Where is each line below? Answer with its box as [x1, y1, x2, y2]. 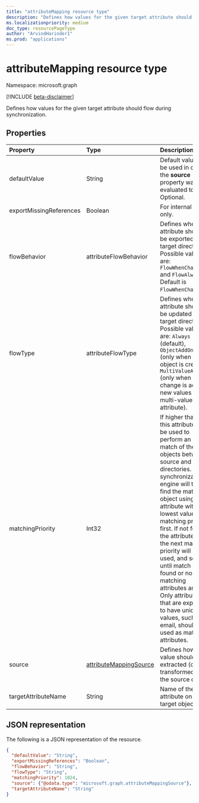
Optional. [159, 193, 185, 201]
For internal [159, 203, 192, 211]
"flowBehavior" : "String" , [11, 764, 78, 770]
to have [159, 606, 181, 614]
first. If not [159, 524, 189, 533]
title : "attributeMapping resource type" [6, 8, 110, 15]
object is [159, 360, 184, 369]
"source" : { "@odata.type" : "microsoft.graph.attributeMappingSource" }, [11, 780, 192, 786]
